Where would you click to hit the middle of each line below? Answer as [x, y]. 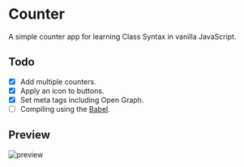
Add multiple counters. [58, 81]
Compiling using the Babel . [65, 109]
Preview [30, 135]
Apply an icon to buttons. [62, 91]
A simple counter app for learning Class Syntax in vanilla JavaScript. [122, 36]
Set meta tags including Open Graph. [82, 100]
